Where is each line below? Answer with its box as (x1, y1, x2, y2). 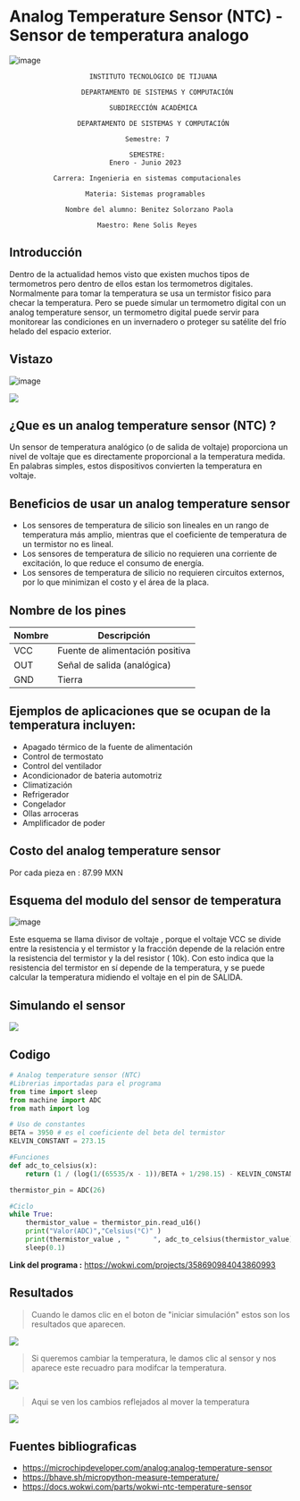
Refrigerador (21, 788, 70, 799)
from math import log (9, 1104, 90, 1113)
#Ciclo (9, 1202, 34, 1210)
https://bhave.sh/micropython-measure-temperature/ (21, 1472, 220, 1483)
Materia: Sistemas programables (85, 190, 205, 198)
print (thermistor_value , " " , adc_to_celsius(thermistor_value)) (25, 1235, 297, 1244)
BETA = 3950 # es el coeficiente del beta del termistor (9, 1128, 226, 1137)
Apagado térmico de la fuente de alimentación (21, 741, 194, 752)
